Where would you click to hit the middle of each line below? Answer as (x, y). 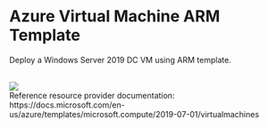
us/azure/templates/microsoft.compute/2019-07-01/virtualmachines (134, 114)
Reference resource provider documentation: (92, 95)
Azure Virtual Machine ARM (115, 16)
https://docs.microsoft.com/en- (67, 105)
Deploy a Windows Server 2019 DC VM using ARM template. (121, 60)
